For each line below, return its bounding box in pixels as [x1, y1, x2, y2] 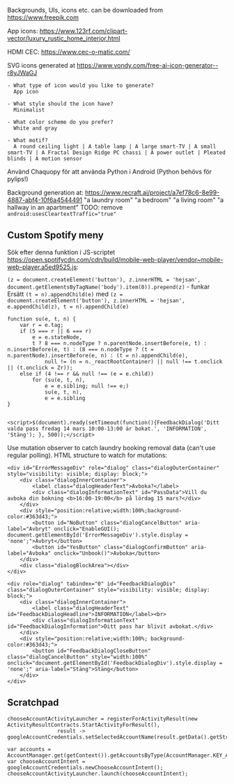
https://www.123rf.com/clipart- [39, 27, 127, 35]
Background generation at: [7, 188, 84, 197]
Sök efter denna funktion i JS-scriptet [7, 247, 116, 256]
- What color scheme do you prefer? [7, 118, 114, 125]
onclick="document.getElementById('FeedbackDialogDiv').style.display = [7, 659, 223, 666]
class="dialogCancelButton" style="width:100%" [7, 653, 148, 661]
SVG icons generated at [7, 61, 75, 69]
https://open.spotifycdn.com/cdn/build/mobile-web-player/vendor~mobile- [7, 255, 224, 263]
